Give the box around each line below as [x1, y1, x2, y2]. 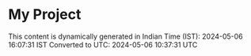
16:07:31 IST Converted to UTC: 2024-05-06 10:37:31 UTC [8, 39, 198, 49]
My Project [8, 6, 82, 24]
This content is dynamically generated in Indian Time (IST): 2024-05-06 [8, 32, 243, 41]
